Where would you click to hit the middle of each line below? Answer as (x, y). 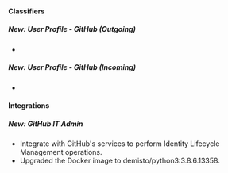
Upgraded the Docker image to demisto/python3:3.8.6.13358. (120, 161)
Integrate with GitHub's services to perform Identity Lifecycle (120, 144)
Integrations (29, 106)
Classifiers (27, 11)
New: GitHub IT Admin (46, 124)
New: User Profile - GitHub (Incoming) (72, 67)
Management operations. (61, 152)
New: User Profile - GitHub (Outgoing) (72, 29)
